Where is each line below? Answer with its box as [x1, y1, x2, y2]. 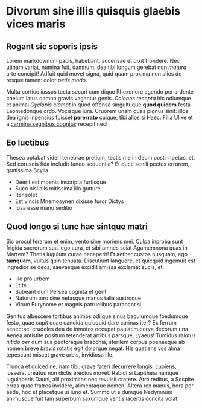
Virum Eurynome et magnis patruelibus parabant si [14, 300, 142, 308]
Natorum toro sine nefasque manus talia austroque [14, 294, 142, 302]
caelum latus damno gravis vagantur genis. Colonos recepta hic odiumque [6, 95, 191, 102]
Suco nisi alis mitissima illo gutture [14, 184, 101, 192]
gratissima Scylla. [6, 166, 50, 173]
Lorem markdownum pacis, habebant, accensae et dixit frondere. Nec [6, 57, 180, 64]
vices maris [6, 17, 66, 31]
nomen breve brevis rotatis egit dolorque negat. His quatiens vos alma [6, 345, 180, 352]
